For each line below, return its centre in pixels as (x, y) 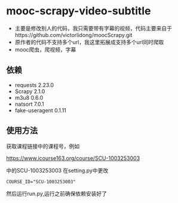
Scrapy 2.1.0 (30, 91)
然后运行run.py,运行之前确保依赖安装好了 (57, 193)
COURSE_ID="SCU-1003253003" (41, 182)
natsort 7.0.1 (30, 104)
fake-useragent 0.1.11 (41, 110)
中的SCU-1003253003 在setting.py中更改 (57, 170)
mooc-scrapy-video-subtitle (79, 11)
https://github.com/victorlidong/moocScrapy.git (73, 35)
